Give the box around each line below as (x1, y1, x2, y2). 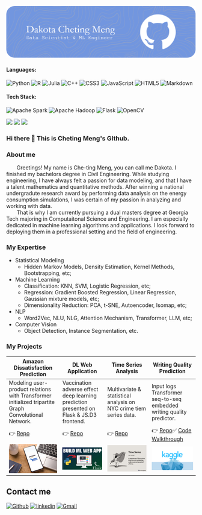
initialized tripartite (8, 399, 55, 406)
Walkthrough (151, 435, 183, 443)
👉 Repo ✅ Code (151, 426, 192, 434)
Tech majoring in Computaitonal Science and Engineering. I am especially (6, 215, 188, 223)
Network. (8, 418, 32, 425)
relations (29, 386, 51, 393)
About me (6, 150, 36, 159)
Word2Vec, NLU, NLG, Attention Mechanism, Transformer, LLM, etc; (23, 314, 192, 322)
